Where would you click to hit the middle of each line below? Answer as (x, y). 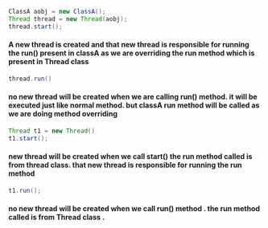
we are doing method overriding (63, 114)
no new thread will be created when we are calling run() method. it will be (133, 97)
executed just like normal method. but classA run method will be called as (134, 105)
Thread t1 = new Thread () (52, 131)
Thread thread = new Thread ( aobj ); (68, 19)
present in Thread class (49, 62)
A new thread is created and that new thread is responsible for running (129, 45)
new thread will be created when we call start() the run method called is (130, 157)
